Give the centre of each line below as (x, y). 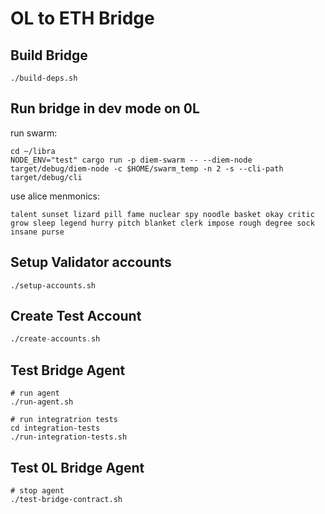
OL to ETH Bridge (82, 18)
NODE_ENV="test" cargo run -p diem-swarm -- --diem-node (131, 160)
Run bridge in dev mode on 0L (105, 108)
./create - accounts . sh (55, 339)
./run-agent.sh (42, 402)
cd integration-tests (55, 428)
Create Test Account (76, 316)
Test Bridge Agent (68, 370)
